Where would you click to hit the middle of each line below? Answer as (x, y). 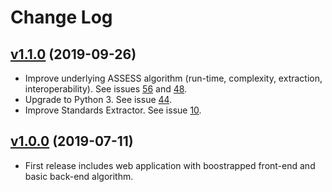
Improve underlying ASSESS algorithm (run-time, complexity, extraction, (173, 78)
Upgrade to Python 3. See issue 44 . (98, 99)
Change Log (61, 17)
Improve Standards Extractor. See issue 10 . (113, 110)
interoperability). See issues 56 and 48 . (106, 89)
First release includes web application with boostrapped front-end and (170, 165)
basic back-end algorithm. (79, 176)
